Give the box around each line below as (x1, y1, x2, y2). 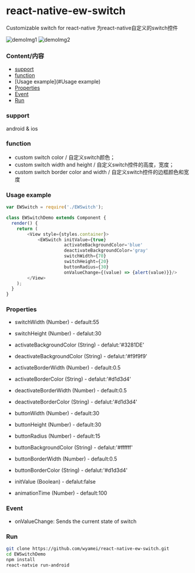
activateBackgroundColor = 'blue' (63, 242, 143, 248)
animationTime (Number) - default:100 (14, 489, 107, 497)
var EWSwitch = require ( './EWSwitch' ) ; (6, 204, 104, 210)
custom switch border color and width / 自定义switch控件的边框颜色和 (14, 168, 184, 175)
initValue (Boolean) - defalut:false (14, 478, 96, 485)
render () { (11, 220, 38, 226)
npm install (6, 557, 35, 562)
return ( (16, 225, 38, 232)
